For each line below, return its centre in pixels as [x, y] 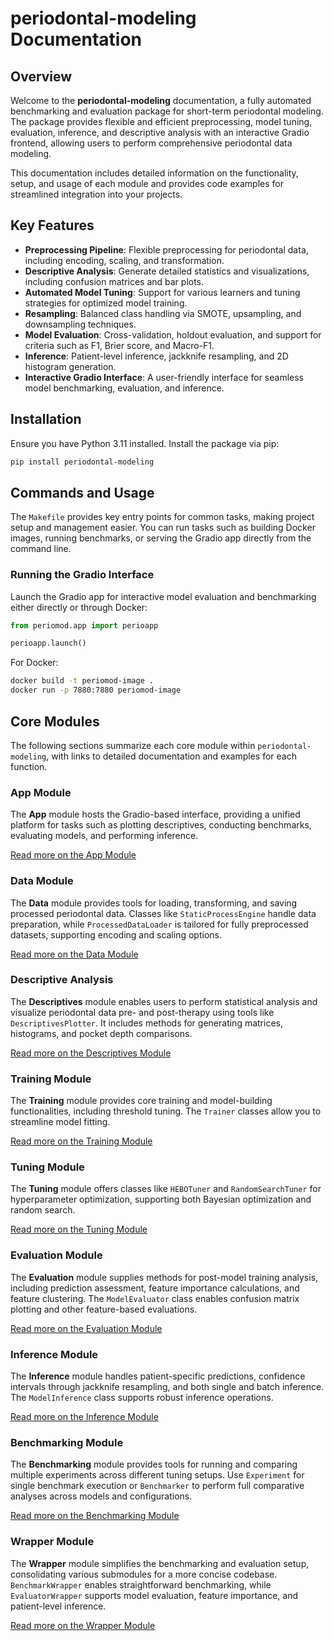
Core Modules [55, 721]
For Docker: [34, 663]
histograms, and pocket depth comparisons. [101, 1033]
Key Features [52, 225]
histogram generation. [70, 366]
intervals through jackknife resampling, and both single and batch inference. [167, 1386]
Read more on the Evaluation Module [86, 1328]
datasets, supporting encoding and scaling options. [116, 934]
